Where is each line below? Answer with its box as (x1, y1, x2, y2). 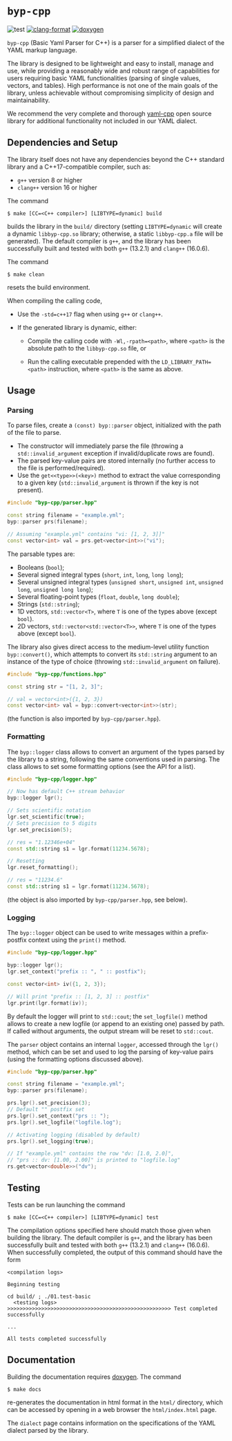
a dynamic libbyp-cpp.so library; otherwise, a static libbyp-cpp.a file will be (7, 230, 224, 238)
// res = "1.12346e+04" (7, 839, 76, 846)
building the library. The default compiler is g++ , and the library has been (7, 1233, 213, 1242)
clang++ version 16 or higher (17, 183, 98, 192)
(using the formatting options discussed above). (7, 1054, 144, 1063)
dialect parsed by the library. (7, 1426, 89, 1434)
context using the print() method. (28, 936, 126, 945)
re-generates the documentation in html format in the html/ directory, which (7, 1398, 223, 1406)
